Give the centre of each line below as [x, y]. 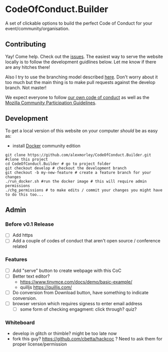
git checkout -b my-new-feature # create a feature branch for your [78, 172]
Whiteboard [20, 322]
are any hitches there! [28, 67]
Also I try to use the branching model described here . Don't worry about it [81, 77]
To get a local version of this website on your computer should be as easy [81, 130]
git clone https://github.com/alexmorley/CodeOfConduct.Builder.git [78, 155]
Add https [23, 235]
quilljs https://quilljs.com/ [46, 287]
